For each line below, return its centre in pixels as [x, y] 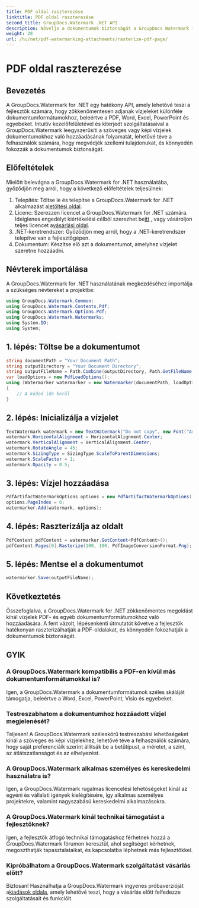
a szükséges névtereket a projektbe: [50, 290]
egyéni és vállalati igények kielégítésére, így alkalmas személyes [85, 795]
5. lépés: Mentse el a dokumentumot [75, 565]
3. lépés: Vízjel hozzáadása [58, 483]
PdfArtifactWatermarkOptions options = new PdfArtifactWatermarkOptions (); [102, 497]
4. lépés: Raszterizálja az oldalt [65, 527]
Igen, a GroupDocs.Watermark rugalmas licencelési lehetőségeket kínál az [97, 789]
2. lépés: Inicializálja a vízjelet [62, 418]
